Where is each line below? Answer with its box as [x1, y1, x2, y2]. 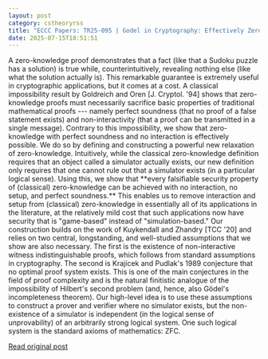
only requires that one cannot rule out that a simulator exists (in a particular [8, 166, 255, 175]
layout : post [8, 11, 52, 20]
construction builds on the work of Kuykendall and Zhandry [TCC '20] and [8, 224, 252, 235]
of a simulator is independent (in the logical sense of [41, 310, 215, 319]
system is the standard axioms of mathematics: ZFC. [8, 326, 181, 336]
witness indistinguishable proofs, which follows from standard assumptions [8, 250, 256, 259]
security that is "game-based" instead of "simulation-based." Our [8, 217, 223, 226]
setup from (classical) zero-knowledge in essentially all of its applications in [8, 200, 258, 209]
